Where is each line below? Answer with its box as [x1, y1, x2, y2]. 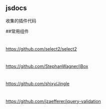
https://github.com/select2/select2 [5, 46, 77, 52]
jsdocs [5, 4, 27, 12]
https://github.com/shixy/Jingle [5, 81, 70, 87]
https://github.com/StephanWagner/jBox [5, 63, 89, 69]
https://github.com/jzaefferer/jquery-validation [5, 98, 101, 104]
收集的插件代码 [5, 17, 36, 24]
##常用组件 [5, 28, 29, 34]
